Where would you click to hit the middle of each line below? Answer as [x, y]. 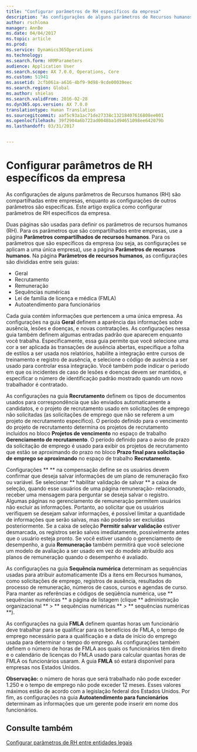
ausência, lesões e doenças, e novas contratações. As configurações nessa [98, 328]
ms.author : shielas [30, 93]
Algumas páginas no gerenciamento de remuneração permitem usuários [94, 501]
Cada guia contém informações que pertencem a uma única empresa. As [94, 315]
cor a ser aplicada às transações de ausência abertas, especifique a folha [95, 347]
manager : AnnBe [25, 28]
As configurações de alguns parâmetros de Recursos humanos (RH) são [94, 194]
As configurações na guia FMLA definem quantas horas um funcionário [93, 623]
